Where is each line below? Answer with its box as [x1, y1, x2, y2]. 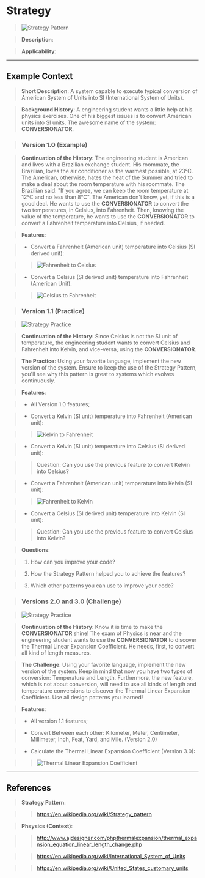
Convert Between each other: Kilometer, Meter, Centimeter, [30, 729, 179, 736]
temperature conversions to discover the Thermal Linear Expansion [21, 686, 191, 694]
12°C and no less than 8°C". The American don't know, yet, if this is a [21, 193, 195, 201]
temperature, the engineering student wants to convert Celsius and [21, 339, 190, 346]
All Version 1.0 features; [30, 401, 90, 408]
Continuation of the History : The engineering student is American [21, 154, 189, 162]
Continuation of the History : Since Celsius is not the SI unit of [21, 333, 178, 340]
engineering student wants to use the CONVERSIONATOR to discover [21, 636, 197, 643]
